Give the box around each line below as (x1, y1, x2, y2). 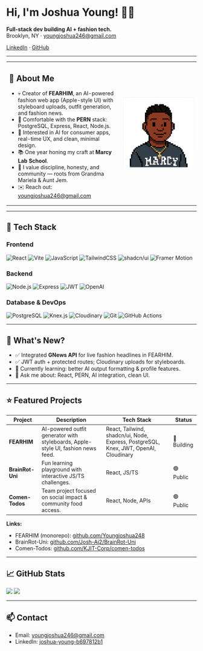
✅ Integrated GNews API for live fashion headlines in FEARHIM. (14, 351, 173, 359)
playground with (41, 465, 82, 473)
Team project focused (41, 487, 97, 494)
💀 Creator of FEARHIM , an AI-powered (18, 89, 114, 96)
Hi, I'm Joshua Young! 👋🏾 (6, 5, 135, 19)
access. (41, 507, 62, 514)
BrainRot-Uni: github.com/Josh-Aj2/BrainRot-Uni (14, 538, 136, 545)
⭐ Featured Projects (6, 396, 83, 406)
